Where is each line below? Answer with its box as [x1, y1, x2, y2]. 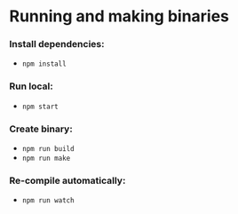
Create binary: [9, 123, 73, 135]
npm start [21, 102, 59, 111]
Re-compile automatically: [9, 175, 126, 186]
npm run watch [21, 196, 75, 205]
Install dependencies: [9, 38, 105, 51]
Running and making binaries [9, 6, 229, 27]
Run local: [9, 80, 53, 92]
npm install [21, 59, 67, 68]
